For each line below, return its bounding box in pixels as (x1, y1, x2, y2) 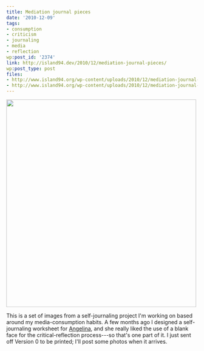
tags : (6, 20, 20, 26)
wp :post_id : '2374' (6, 54, 56, 60)
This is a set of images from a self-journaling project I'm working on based (6, 312, 193, 319)
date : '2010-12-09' (6, 15, 56, 21)
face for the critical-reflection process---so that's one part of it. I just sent (6, 332, 191, 338)
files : (6, 71, 23, 77)
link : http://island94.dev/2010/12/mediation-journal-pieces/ (6, 60, 167, 66)
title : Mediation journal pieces (6, 9, 91, 15)
